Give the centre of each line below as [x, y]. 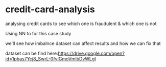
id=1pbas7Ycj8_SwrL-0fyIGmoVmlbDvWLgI [51, 59]
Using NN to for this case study [38, 33]
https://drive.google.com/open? [91, 53]
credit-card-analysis [50, 9]
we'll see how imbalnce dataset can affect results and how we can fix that [83, 43]
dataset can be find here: [32, 53]
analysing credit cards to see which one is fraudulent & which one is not [81, 24]
